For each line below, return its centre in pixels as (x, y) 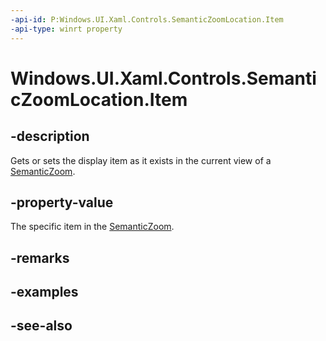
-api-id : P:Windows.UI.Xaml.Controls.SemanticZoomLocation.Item (147, 19)
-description (50, 136)
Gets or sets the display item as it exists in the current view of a (141, 160)
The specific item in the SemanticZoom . (92, 227)
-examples (44, 292)
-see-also (41, 326)
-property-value (62, 202)
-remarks (40, 257)
